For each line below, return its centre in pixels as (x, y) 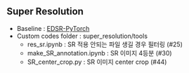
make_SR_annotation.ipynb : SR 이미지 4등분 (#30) (100, 53)
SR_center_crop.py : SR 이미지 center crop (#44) (97, 62)
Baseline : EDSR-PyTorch (53, 28)
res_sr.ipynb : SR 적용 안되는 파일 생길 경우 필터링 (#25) (105, 44)
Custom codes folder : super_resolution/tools (82, 36)
